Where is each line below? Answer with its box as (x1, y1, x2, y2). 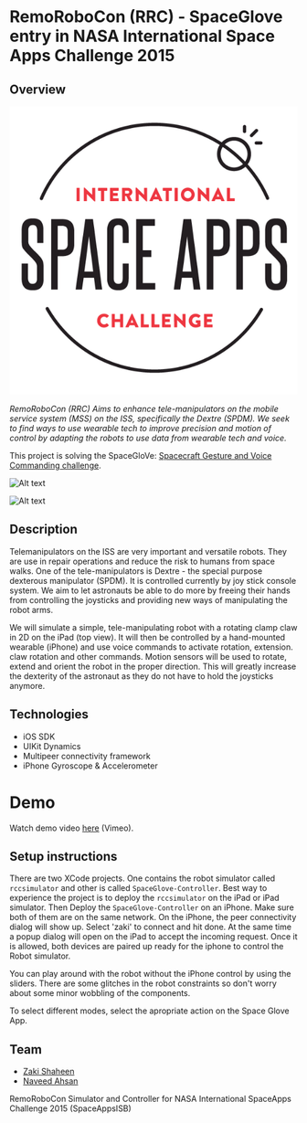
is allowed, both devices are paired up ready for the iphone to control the (9, 941, 284, 952)
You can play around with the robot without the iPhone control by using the (9, 969, 291, 980)
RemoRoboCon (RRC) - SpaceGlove (9, 6, 283, 27)
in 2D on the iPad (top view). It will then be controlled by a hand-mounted (9, 631, 286, 642)
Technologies (9, 706, 90, 723)
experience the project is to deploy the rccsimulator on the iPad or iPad (9, 893, 281, 904)
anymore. (9, 680, 46, 691)
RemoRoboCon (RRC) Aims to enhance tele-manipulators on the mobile (9, 404, 279, 414)
